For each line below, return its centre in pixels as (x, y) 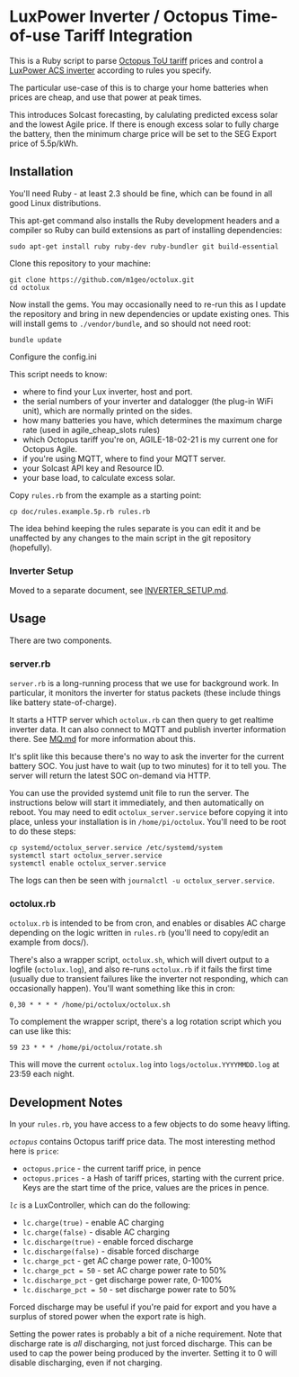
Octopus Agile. (50, 448)
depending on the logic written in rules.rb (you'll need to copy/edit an (139, 933)
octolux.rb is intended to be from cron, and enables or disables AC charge (147, 923)
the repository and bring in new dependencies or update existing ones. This (149, 313)
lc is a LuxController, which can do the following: (100, 1205)
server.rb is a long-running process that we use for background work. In (144, 684)
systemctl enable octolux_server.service (88, 864)
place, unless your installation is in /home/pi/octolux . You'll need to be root (148, 822)
